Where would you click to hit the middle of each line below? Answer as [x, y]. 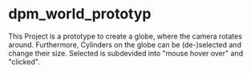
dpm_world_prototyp [80, 14]
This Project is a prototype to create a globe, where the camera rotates [125, 36]
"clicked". [24, 62]
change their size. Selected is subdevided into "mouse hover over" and [125, 53]
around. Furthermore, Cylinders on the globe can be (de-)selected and [125, 44]
